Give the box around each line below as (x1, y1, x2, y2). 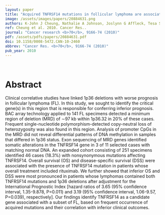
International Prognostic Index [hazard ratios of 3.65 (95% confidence (5, 184, 147, 189)
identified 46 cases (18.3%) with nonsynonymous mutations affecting (5, 153, 146, 159)
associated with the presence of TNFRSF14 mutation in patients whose (5, 163, 148, 169)
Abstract (5, 79, 42, 90)
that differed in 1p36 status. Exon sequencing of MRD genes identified (5, 137, 147, 143)
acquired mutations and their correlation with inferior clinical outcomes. (5, 205, 150, 211)
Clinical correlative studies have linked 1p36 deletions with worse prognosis (5, 95, 158, 101)
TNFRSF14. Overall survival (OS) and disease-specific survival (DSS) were (5, 158, 156, 163)
